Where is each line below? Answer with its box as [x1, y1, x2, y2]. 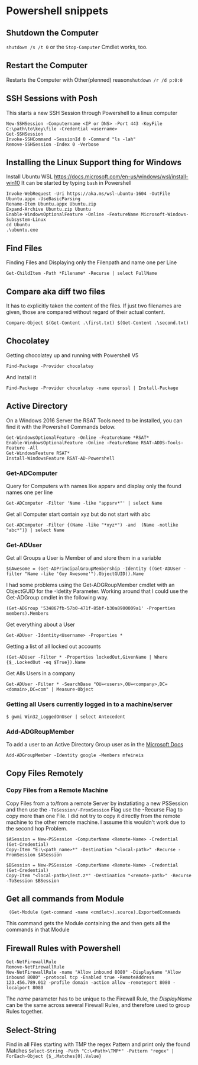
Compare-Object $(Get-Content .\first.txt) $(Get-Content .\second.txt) [6, 320, 189, 326]
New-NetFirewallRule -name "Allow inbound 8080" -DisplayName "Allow [6, 970, 181, 976]
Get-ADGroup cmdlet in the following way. [6, 594, 109, 601]
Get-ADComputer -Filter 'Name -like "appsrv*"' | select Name [6, 500, 163, 506]
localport [6, 985, 31, 991]
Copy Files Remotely [6, 768, 84, 778]
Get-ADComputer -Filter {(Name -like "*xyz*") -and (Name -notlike [6, 522, 178, 528]
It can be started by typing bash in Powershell [21, 179, 132, 187]
